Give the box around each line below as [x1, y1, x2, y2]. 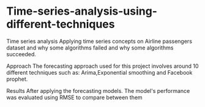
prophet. [6, 75, 28, 83]
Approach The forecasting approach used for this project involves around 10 [6, 62, 199, 70]
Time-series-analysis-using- [6, 4, 158, 18]
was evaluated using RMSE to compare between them [6, 94, 143, 101]
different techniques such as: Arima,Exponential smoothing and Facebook [6, 68, 193, 76]
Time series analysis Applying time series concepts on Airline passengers [6, 37, 193, 45]
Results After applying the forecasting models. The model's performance [6, 87, 190, 94]
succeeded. [6, 50, 37, 57]
